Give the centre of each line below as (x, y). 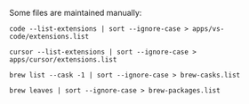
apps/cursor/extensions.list (63, 60)
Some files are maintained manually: (76, 13)
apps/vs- (209, 29)
